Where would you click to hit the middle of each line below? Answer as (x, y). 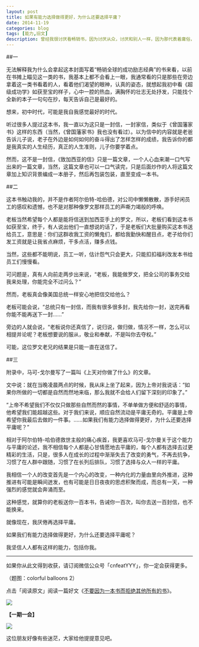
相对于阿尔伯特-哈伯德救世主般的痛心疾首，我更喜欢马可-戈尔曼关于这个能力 (99, 440)
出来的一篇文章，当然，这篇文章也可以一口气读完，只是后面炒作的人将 (92, 166)
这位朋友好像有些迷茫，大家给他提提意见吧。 (61, 638)
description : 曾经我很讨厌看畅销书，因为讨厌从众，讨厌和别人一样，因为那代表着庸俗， (101, 39)
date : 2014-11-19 (28, 23)
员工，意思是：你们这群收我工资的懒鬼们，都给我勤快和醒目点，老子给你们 (102, 234)
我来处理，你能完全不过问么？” (44, 282)
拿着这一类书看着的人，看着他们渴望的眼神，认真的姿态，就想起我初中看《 (97, 84)
